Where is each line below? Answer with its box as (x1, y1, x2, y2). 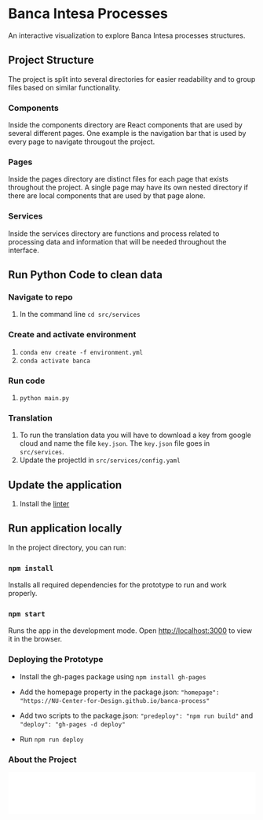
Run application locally (8, 522, 122, 535)
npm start (8, 610, 46, 619)
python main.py (19, 394, 70, 402)
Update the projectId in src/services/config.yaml (19, 455, 181, 465)
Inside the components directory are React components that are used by (8, 120, 243, 130)
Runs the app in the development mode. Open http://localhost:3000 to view (8, 626, 253, 635)
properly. (8, 589, 38, 598)
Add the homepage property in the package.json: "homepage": (19, 687, 220, 697)
